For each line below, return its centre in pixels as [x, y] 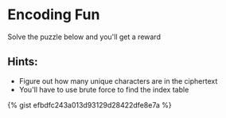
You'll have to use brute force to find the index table [104, 89]
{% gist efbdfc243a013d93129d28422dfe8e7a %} [90, 104]
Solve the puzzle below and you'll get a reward [84, 37]
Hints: [23, 62]
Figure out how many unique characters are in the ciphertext [118, 81]
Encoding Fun [54, 15]
